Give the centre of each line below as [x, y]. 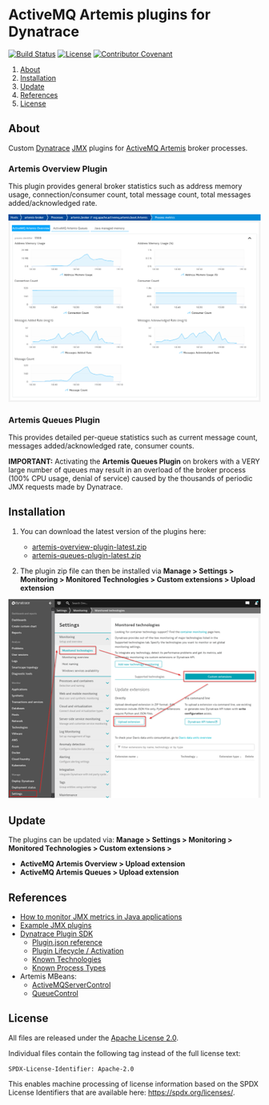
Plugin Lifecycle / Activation [78, 951]
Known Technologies [66, 959]
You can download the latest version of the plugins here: [113, 531]
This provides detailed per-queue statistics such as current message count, [133, 437]
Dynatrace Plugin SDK [56, 934]
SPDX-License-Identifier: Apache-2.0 [71, 1069]
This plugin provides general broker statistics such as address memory [125, 187]
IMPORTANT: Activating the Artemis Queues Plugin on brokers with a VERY [134, 461]
